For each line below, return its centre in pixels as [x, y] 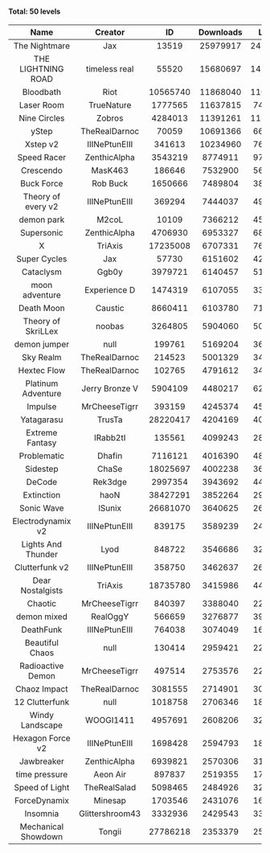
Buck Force [41, 183]
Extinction [42, 495]
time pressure [42, 774]
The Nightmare [42, 46]
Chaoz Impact [42, 689]
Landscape [41, 725]
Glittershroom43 [110, 814]
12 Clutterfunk [42, 702]
